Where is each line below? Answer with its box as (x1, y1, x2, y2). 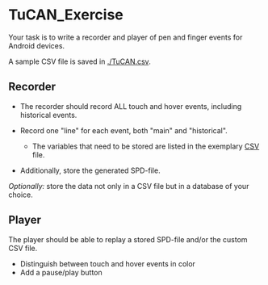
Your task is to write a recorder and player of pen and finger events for (8, 32, 243, 42)
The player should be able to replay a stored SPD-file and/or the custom (8, 234, 248, 244)
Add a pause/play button (19, 267, 103, 277)
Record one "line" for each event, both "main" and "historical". (19, 125, 228, 135)
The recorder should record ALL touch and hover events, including (19, 101, 242, 111)
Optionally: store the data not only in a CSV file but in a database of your (8, 181, 249, 191)
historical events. (19, 110, 77, 119)
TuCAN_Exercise (8, 6, 124, 24)
